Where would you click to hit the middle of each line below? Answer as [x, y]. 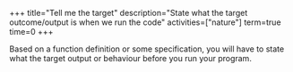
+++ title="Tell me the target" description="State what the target [129, 13]
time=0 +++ [31, 32]
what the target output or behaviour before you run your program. [131, 58]
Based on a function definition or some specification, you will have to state [147, 49]
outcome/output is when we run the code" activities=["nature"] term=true [145, 22]
